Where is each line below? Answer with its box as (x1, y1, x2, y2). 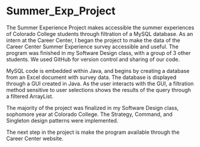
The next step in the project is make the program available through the (6, 128, 180, 136)
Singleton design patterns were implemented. (6, 117, 119, 124)
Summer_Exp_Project (6, 4, 116, 18)
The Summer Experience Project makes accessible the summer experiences (6, 24, 195, 31)
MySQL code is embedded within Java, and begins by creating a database (6, 67, 190, 74)
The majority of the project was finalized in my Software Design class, (6, 104, 179, 111)
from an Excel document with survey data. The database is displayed (6, 73, 177, 81)
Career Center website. (6, 134, 64, 142)
